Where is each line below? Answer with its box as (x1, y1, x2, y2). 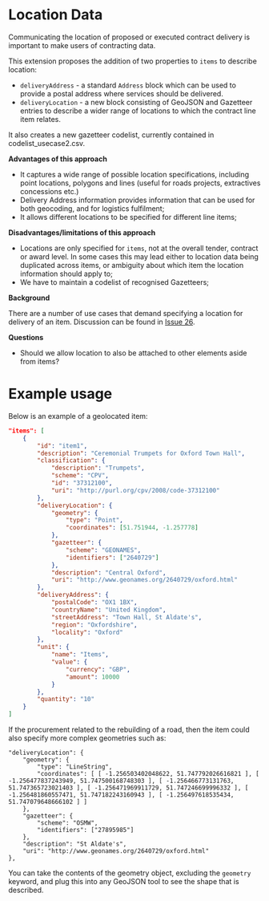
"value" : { (50, 658, 88, 666)
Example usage (8, 385, 113, 403)
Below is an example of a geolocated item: (8, 411, 148, 420)
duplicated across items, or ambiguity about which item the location (19, 260, 244, 270)
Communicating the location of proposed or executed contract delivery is (8, 32, 251, 42)
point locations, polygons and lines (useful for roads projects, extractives (19, 178, 261, 188)
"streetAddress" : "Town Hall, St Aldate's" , (50, 613, 203, 621)
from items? (19, 356, 60, 366)
